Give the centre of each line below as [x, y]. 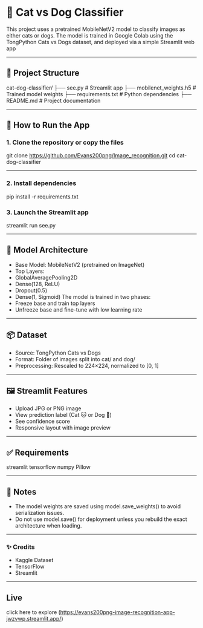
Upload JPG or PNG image [48, 408]
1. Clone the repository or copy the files [65, 143]
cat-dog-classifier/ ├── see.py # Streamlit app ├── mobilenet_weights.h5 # [101, 88]
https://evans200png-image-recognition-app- [118, 612]
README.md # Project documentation [53, 100]
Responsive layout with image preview [63, 428]
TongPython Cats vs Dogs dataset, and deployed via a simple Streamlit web [101, 42]
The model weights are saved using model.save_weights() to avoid [98, 506]
